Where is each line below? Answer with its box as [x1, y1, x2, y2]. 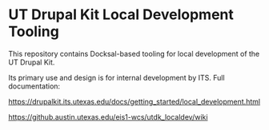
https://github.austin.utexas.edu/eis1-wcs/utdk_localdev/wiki [8, 112, 208, 121]
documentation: [8, 81, 61, 91]
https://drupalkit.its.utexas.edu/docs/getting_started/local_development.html [8, 97, 261, 106]
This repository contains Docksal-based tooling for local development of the [8, 49, 260, 58]
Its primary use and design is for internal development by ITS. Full [8, 73, 226, 82]
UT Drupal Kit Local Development [8, 6, 234, 24]
